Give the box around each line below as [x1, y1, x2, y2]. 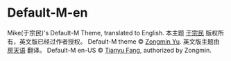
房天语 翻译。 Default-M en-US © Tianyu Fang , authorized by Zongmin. [7, 46, 212, 54]
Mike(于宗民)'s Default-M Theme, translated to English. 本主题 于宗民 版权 [7, 28, 219, 37]
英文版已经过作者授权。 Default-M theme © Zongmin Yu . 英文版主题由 [19, 37, 220, 46]
